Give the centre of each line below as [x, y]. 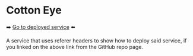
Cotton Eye [34, 10]
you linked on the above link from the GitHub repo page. [75, 47]
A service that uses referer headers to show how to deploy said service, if [96, 40]
